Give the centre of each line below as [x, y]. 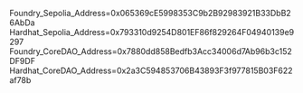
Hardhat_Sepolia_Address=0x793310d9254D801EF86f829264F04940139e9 [152, 32]
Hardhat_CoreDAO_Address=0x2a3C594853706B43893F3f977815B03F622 [151, 70]
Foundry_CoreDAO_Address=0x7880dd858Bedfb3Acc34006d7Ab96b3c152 [151, 51]
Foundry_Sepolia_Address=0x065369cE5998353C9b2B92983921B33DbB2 [150, 13]
